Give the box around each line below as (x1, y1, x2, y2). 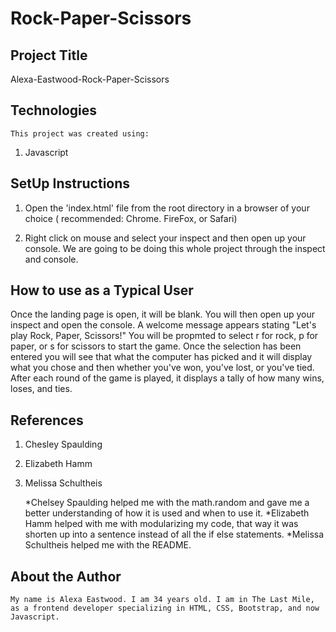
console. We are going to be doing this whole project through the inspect (24, 242, 326, 254)
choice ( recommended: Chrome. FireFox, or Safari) (24, 212, 238, 224)
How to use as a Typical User (10, 282, 194, 299)
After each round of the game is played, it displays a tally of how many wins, (10, 372, 325, 384)
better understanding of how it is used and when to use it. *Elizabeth (24, 507, 310, 519)
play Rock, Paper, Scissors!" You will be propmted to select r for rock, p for (10, 330, 319, 342)
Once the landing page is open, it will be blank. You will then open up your (10, 308, 316, 321)
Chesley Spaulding (24, 438, 103, 451)
